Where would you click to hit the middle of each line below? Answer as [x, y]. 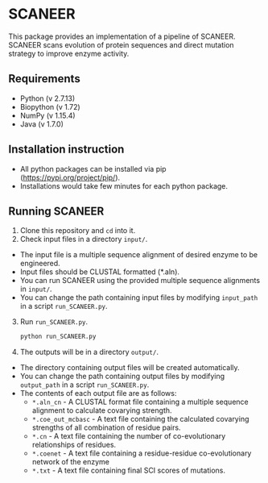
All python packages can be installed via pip [93, 169]
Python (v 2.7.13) [47, 98]
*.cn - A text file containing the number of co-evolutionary [129, 436]
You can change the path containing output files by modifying [122, 377]
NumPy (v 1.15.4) [47, 115]
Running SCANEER [56, 211]
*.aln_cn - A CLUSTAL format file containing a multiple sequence [140, 402]
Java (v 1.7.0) [42, 124]
